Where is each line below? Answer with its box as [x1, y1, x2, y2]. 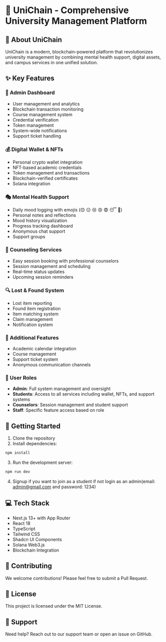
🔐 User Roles [5, 375, 37, 382]
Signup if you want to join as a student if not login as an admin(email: [12, 478, 155, 485]
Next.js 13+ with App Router [12, 515, 70, 521]
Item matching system [12, 310, 59, 317]
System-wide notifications [12, 127, 67, 133]
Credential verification [12, 117, 59, 123]
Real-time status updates [12, 269, 65, 275]
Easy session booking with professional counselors [12, 257, 119, 264]
